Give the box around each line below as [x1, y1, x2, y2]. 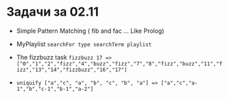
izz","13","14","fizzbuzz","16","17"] [16, 66, 128, 73]
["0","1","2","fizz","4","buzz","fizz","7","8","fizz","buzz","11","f [16, 60, 223, 67]
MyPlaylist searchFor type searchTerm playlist [16, 40, 152, 48]
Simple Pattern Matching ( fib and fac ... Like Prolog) [16, 27, 165, 35]
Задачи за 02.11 [6, 4, 99, 20]
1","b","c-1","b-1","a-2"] [16, 85, 94, 92]
